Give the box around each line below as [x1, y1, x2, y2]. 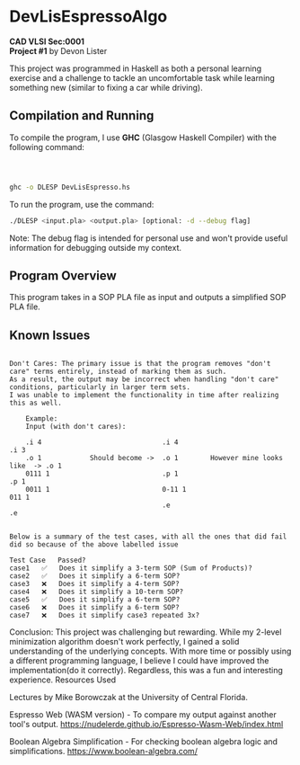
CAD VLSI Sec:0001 [9, 36, 85, 47]
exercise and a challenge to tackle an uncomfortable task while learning [9, 72, 276, 83]
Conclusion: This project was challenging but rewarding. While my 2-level [9, 627, 282, 637]
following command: [9, 141, 85, 152]
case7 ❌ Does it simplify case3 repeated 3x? [9, 611, 200, 620]
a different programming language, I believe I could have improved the [9, 655, 269, 666]
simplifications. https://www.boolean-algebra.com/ [9, 746, 198, 757]
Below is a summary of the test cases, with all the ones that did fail [9, 532, 287, 541]
